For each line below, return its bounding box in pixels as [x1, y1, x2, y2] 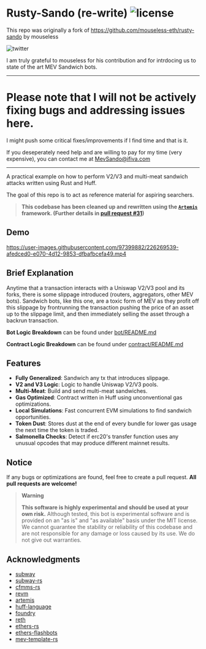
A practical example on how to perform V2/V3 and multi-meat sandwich [6, 172, 188, 180]
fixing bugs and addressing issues [6, 104, 186, 118]
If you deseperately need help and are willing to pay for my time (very [6, 148, 182, 156]
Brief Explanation [6, 268, 74, 278]
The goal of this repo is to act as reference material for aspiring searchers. [6, 191, 194, 199]
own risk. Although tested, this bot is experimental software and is [21, 510, 190, 518]
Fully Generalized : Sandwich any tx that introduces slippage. [15, 374, 170, 382]
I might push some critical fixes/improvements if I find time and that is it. [6, 137, 189, 144]
